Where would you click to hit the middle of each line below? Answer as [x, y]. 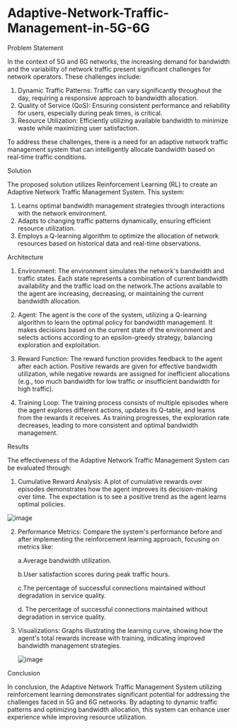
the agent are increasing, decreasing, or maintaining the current [110, 293]
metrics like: [35, 546]
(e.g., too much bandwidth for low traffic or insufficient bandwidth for [119, 381]
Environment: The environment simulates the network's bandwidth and [121, 270]
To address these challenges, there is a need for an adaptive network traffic [118, 142]
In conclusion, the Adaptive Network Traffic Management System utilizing [115, 687]
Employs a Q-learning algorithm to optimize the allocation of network [118, 236]
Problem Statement [35, 48]
